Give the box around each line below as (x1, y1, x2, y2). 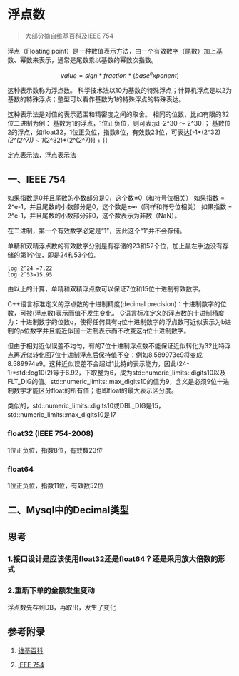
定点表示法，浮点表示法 (7, 151, 76, 159)
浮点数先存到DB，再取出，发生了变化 (7, 603, 116, 611)
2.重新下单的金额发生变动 (7, 585, 95, 595)
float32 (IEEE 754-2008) (7, 429, 94, 439)
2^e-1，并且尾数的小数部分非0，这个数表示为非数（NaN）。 (7, 211, 181, 220)
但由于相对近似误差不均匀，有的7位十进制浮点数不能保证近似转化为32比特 (7, 342, 225, 350)
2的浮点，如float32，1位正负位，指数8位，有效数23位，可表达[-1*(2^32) (7, 128, 221, 136)
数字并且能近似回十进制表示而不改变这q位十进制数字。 (29, 326, 190, 336)
